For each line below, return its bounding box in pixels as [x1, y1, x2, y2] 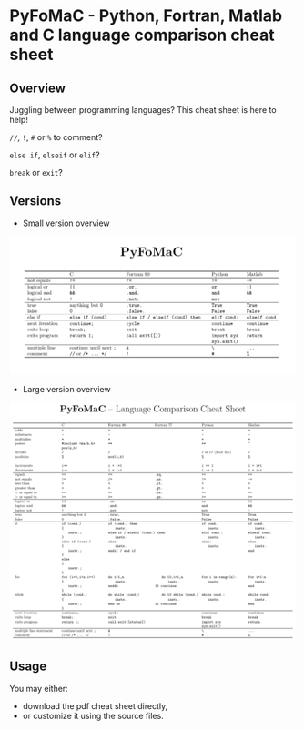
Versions [9, 193, 62, 209]
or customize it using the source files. [22, 710, 164, 721]
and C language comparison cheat [9, 25, 275, 46]
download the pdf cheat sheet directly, [22, 700, 168, 711]
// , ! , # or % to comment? [9, 132, 103, 142]
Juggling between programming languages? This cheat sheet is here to [9, 105, 277, 115]
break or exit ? [9, 167, 64, 177]
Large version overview [22, 384, 111, 395]
